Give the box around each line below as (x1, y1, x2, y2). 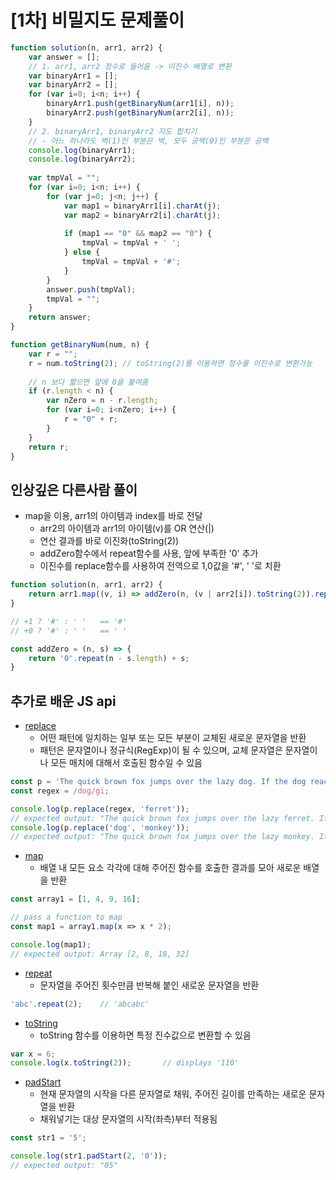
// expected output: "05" (10, 1161, 118, 1171)
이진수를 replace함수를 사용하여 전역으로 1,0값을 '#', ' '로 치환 (39, 560, 282, 572)
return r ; (28, 442, 70, 452)
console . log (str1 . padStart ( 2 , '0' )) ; (10, 1151, 168, 1161)
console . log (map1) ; (10, 939, 92, 950)
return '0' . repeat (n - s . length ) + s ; (28, 653, 190, 663)
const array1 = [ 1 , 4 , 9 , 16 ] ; (10, 894, 141, 905)
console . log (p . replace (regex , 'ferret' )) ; (10, 804, 190, 814)
